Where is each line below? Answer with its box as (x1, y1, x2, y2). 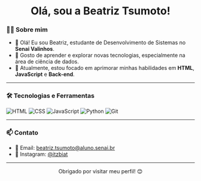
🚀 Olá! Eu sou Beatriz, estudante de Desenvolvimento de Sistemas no (14, 39, 186, 46)
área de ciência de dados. (14, 58, 79, 65)
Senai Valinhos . (14, 45, 55, 53)
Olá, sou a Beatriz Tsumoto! (31, 4, 170, 18)
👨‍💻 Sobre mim (6, 26, 48, 34)
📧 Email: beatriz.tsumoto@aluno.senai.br (14, 145, 115, 152)
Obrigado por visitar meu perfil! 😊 (58, 168, 143, 175)
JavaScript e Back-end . (14, 70, 75, 78)
